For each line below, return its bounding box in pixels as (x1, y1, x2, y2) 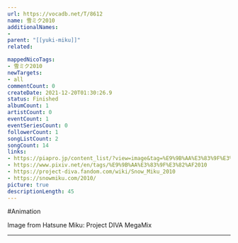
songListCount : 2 (7, 135, 59, 142)
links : (7, 148, 27, 156)
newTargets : (7, 69, 42, 77)
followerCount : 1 (7, 128, 59, 135)
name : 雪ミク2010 (7, 17, 55, 24)
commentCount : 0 (7, 82, 55, 89)
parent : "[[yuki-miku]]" (7, 37, 81, 44)
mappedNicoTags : (7, 56, 55, 64)
